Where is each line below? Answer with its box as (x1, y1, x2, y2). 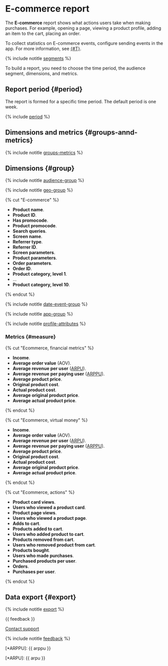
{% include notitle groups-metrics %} (5, 149, 83, 155)
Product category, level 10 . (12, 282, 70, 288)
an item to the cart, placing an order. (5, 30, 81, 36)
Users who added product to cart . (12, 531, 85, 537)
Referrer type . (12, 239, 43, 245)
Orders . (12, 563, 29, 569)
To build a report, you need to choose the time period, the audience (5, 65, 146, 71)
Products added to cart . (12, 525, 64, 532)
